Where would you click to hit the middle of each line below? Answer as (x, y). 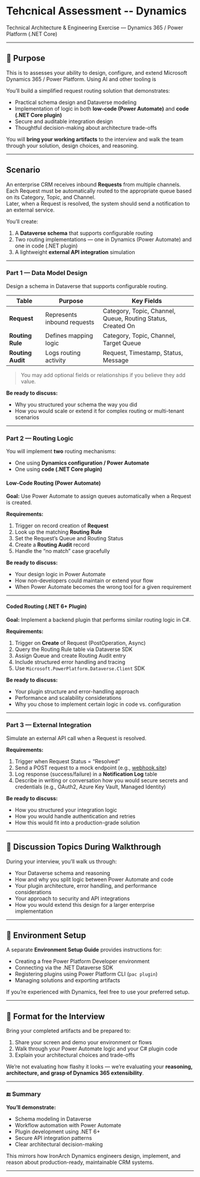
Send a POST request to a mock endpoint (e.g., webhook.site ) (90, 768)
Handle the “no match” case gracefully (62, 551)
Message (116, 360)
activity (56, 360)
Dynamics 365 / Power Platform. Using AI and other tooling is (81, 79)
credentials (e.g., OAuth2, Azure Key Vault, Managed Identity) (90, 787)
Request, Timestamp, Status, (143, 353)
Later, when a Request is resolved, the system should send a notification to (98, 203)
